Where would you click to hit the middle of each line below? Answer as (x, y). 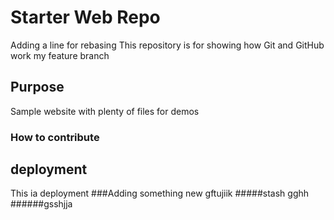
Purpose (37, 87)
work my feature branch (60, 55)
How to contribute (55, 137)
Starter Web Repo (85, 17)
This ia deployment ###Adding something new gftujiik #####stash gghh (160, 193)
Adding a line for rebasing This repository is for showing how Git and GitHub (167, 45)
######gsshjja (41, 204)
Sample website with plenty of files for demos (105, 111)
